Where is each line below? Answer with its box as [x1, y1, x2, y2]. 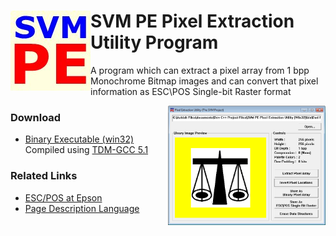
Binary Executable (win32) [24, 133, 135, 145]
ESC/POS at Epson [24, 191, 103, 204]
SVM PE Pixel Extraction [90, 10, 295, 33]
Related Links [10, 169, 78, 183]
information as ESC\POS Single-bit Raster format [90, 85, 292, 97]
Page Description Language [24, 202, 140, 214]
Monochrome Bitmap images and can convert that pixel [90, 75, 319, 87]
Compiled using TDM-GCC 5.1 [24, 144, 149, 156]
